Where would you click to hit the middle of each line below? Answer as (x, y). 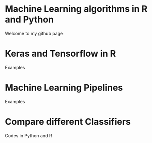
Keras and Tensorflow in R (61, 54)
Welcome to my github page (34, 33)
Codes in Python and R (29, 135)
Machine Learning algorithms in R (76, 9)
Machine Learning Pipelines (64, 88)
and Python (29, 20)
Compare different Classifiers (68, 122)
